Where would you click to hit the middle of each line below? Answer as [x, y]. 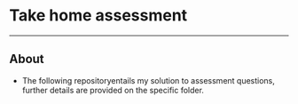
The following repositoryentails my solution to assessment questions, [148, 80]
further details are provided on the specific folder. [113, 90]
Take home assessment [98, 16]
